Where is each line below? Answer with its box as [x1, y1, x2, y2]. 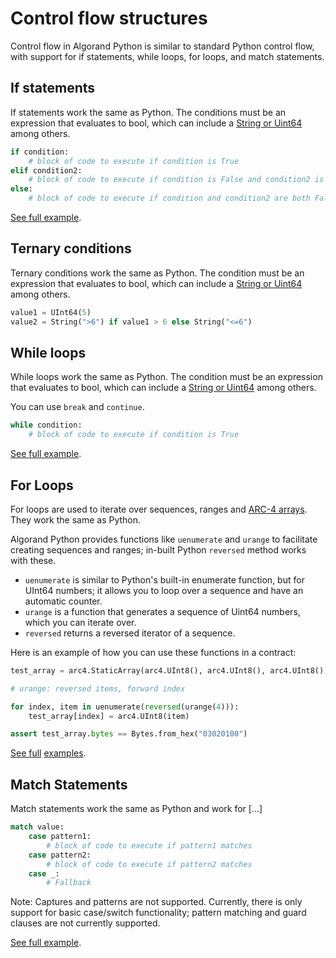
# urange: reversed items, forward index [10, 683, 186, 694]
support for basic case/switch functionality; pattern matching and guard [10, 907, 307, 919]
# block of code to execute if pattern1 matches [46, 840, 253, 851]
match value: [10, 822, 65, 832]
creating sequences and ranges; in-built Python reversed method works [10, 543, 307, 556]
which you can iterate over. [24, 616, 137, 628]
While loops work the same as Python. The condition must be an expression [10, 371, 323, 383]
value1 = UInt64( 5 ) [10, 307, 92, 317]
